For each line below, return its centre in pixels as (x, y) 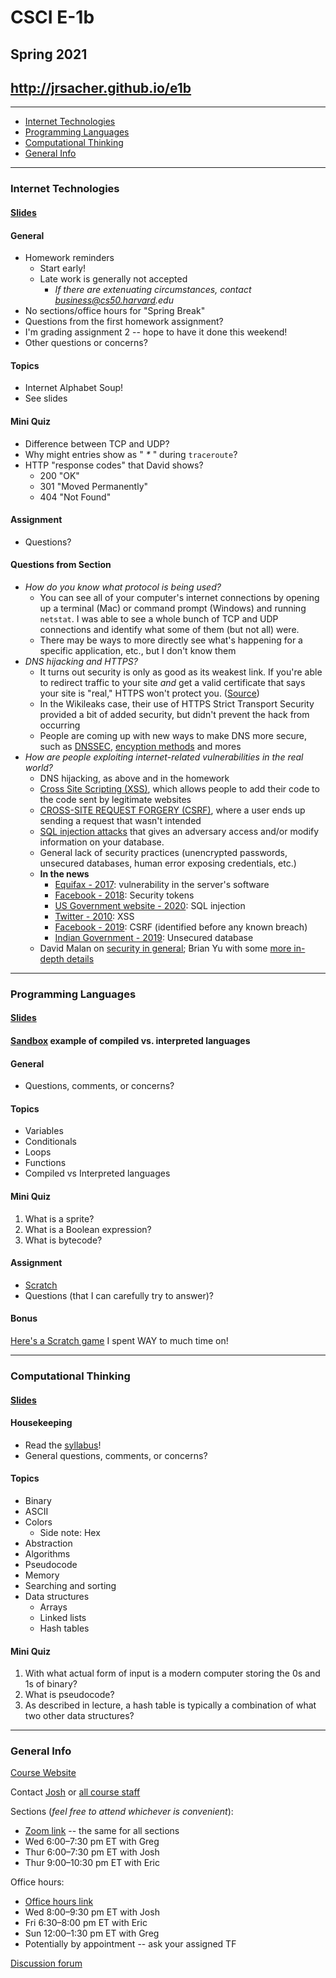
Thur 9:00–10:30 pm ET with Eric (92, 1863)
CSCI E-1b (52, 17)
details (80, 958)
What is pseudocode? (69, 1695)
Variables (44, 1131)
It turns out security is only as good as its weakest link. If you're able (181, 672)
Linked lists (63, 1617)
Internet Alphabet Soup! (74, 388)
